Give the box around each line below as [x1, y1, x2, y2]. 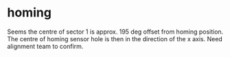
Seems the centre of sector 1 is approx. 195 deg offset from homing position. [7, 27, 224, 36]
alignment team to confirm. [7, 42, 84, 50]
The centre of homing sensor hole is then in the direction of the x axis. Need [7, 34, 223, 43]
